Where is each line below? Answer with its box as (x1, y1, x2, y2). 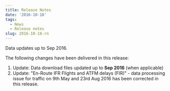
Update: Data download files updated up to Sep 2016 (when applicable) (12, 65, 164, 71)
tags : (5, 17, 17, 22)
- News (10, 21, 24, 27)
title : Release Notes (5, 7, 52, 13)
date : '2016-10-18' (5, 12, 47, 17)
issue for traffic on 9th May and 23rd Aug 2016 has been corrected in (12, 76, 159, 81)
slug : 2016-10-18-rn (5, 31, 50, 36)
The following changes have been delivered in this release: (5, 55, 129, 61)
